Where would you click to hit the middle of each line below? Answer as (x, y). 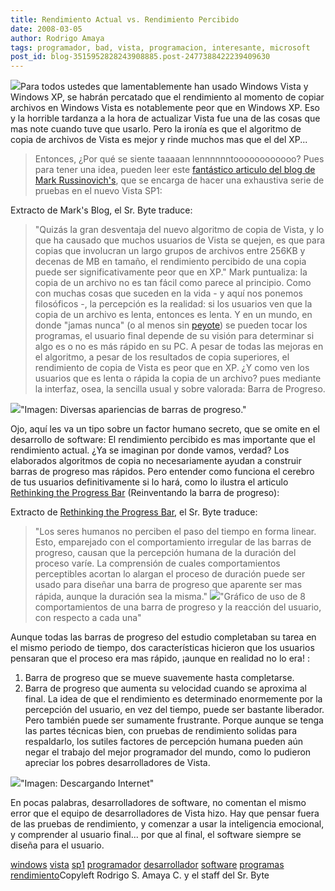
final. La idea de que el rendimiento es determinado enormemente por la (173, 699)
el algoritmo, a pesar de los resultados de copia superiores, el (162, 357)
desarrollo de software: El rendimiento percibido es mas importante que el (163, 440)
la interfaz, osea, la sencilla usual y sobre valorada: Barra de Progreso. (180, 389)
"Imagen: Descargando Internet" (87, 783)
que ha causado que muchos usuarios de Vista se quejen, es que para (180, 240)
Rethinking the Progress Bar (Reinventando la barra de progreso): (145, 493)
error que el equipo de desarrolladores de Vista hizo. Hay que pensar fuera (165, 813)
